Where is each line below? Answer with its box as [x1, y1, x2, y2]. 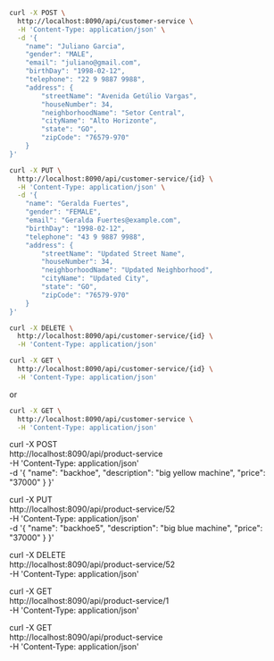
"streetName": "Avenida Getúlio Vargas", [41, 91, 198, 100]
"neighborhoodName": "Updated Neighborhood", [41, 266, 214, 275]
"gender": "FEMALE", [25, 208, 102, 216]
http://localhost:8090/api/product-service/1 [9, 596, 170, 606]
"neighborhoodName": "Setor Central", [41, 108, 186, 117]
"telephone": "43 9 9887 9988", [25, 233, 145, 242]
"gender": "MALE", [25, 50, 94, 59]
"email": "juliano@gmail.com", [25, 58, 142, 67]
